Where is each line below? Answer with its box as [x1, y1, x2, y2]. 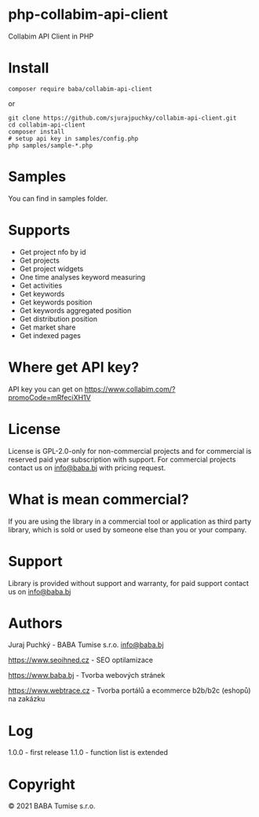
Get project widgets [19, 263, 84, 273]
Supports [8, 222, 71, 239]
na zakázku [8, 694, 46, 704]
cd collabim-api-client [8, 120, 86, 129]
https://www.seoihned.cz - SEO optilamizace [8, 655, 154, 665]
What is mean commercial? [8, 490, 190, 508]
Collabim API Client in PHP [8, 31, 94, 41]
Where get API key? [8, 358, 140, 376]
